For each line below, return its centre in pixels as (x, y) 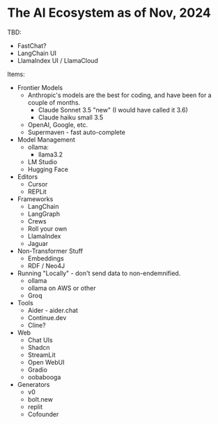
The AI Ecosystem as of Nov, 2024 (109, 13)
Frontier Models (40, 87)
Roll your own (47, 228)
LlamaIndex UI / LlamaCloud (58, 60)
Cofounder (43, 414)
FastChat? (32, 45)
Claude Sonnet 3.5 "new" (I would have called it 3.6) (113, 110)
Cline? (37, 325)
